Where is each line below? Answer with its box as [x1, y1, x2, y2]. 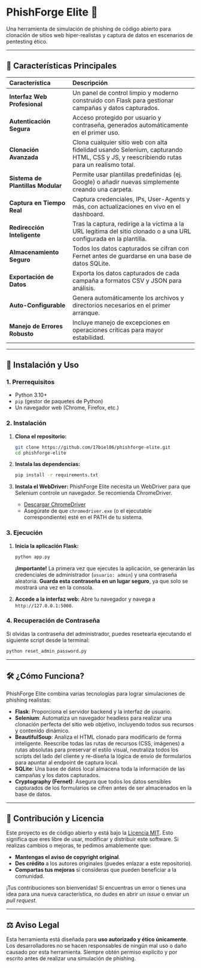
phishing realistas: [6, 696, 51, 704]
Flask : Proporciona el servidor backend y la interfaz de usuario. [14, 708, 172, 715]
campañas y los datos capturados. [14, 771, 100, 778]
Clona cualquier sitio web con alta [72, 138, 167, 146]
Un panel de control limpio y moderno [72, 89, 178, 97]
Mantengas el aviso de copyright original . [14, 854, 121, 861]
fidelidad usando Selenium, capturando [72, 145, 183, 154]
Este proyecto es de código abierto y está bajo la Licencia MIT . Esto [6, 829, 173, 836]
